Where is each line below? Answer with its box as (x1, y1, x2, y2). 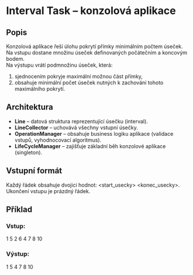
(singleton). (14, 149, 43, 156)
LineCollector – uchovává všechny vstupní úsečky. (14, 124, 139, 131)
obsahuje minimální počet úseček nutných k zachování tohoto (14, 79, 164, 86)
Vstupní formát (6, 166, 63, 176)
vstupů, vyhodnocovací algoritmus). (14, 136, 102, 143)
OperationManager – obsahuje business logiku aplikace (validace (14, 130, 174, 137)
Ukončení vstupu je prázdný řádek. (6, 187, 91, 194)
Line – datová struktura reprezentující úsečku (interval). (14, 118, 148, 125)
